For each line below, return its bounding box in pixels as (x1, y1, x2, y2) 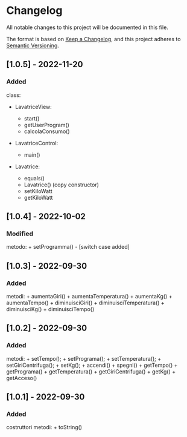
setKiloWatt (24, 187, 52, 194)
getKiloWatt (24, 194, 53, 201)
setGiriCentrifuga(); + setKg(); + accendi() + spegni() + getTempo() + (6, 361, 178, 369)
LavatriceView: (14, 103, 52, 110)
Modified (6, 229, 34, 238)
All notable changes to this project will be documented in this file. (6, 24, 169, 31)
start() (24, 114, 40, 122)
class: (6, 91, 21, 99)
